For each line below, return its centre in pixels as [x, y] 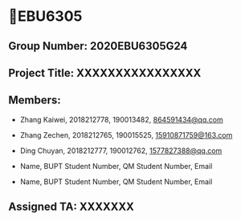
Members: [35, 100]
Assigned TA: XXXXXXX [71, 207]
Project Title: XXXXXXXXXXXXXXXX [105, 72]
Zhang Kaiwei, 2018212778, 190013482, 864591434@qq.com [121, 119]
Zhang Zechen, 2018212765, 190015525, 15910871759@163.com [126, 135]
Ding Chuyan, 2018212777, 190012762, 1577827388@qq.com [121, 151]
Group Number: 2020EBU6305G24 [98, 46]
